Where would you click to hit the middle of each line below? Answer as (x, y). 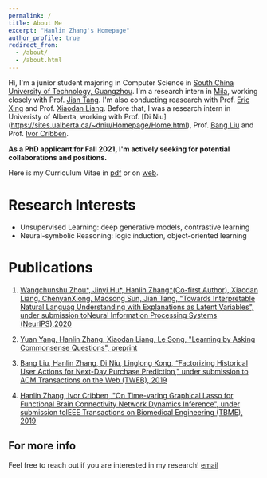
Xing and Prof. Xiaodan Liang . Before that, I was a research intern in (120, 108)
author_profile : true (44, 38)
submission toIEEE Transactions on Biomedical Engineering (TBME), (131, 412)
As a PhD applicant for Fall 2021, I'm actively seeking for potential (119, 149)
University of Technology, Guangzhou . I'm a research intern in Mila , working (133, 91)
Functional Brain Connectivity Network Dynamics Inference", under (130, 404)
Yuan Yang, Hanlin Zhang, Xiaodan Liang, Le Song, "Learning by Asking (137, 339)
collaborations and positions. (58, 157)
